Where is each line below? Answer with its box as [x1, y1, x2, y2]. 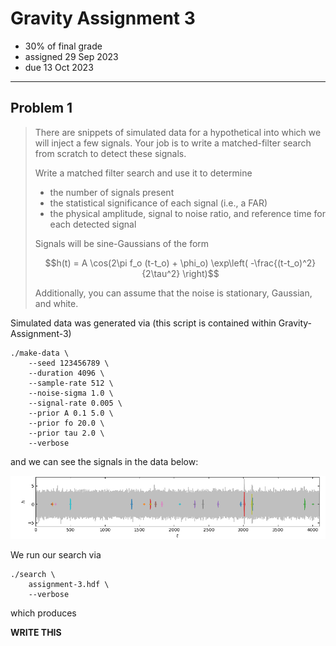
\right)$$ [182, 267, 220, 279]
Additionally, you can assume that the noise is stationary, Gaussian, [34, 287, 313, 299]
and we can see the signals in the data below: [10, 455, 199, 467]
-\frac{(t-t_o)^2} [249, 257, 317, 269]
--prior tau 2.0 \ [28, 428, 105, 438]
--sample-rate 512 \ [28, 378, 114, 388]
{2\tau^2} [141, 267, 181, 279]
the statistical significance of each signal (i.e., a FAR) [49, 197, 268, 209]
